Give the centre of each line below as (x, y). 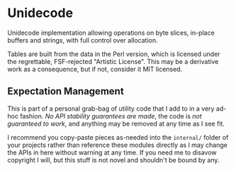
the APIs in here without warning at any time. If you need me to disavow (112, 152)
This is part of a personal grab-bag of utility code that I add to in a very (111, 109)
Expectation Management (66, 91)
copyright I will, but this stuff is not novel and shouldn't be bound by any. (113, 160)
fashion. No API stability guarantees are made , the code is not (111, 116)
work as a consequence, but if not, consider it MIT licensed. (95, 69)
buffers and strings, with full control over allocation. (83, 40)
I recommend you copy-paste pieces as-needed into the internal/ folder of (118, 137)
